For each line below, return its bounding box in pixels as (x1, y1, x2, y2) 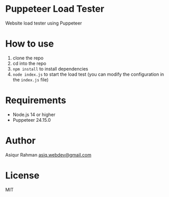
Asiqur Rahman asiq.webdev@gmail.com (5, 151, 92, 158)
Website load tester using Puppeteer (5, 20, 82, 26)
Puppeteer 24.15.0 (12, 117, 51, 123)
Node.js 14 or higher (12, 111, 56, 118)
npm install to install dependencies (12, 65, 88, 72)
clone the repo (12, 55, 44, 61)
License (5, 169, 40, 181)
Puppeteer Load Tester (5, 3, 105, 15)
